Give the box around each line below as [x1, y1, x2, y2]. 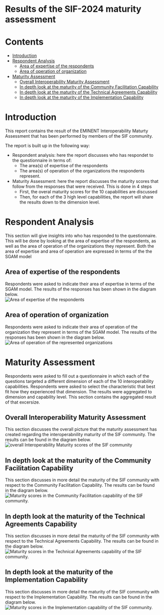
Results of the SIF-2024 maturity [5, 3, 141, 15]
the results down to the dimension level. [19, 199, 100, 205]
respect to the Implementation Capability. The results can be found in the [5, 594, 153, 600]
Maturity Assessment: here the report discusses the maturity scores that [12, 178, 159, 184]
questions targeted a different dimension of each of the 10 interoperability [5, 378, 154, 384]
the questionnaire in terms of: [12, 157, 72, 163]
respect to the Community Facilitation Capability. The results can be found [5, 482, 155, 488]
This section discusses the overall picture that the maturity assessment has [5, 426, 157, 432]
